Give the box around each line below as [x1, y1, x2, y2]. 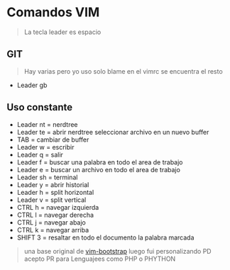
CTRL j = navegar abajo [16, 218, 87, 227]
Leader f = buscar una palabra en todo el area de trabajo [16, 157, 183, 167]
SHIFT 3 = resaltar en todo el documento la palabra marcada [16, 233, 195, 242]
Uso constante [6, 101, 73, 113]
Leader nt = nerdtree [16, 120, 78, 128]
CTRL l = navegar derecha [16, 210, 94, 219]
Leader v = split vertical [16, 196, 87, 204]
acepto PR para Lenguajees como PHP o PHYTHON [23, 254, 176, 263]
